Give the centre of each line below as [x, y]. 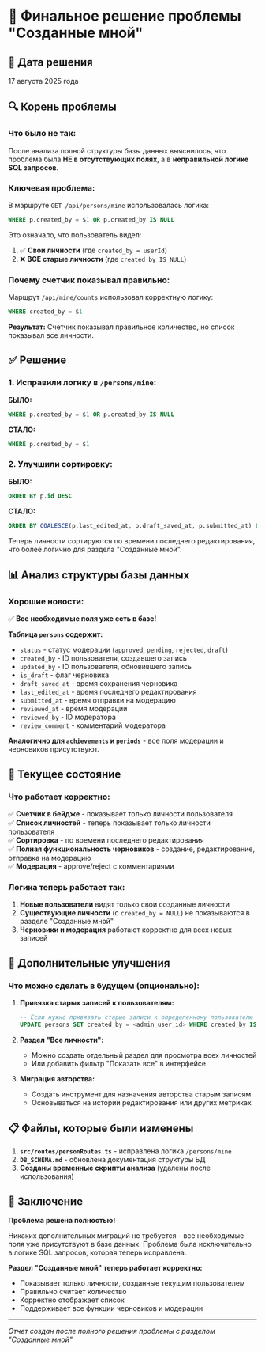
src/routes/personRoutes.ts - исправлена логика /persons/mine [126, 1151]
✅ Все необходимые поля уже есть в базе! [82, 619]
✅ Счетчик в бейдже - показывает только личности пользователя [121, 813]
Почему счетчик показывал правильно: [89, 280]
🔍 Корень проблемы [62, 107]
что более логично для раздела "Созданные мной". [95, 549]
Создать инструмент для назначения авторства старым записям [141, 1094]
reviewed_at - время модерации [73, 709]
